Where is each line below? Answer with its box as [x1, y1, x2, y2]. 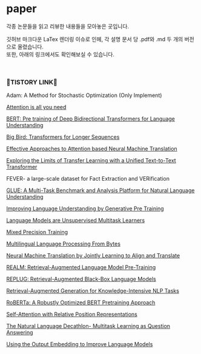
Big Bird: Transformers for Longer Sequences [6, 133, 120, 141]
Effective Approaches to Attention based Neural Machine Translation [6, 145, 177, 153]
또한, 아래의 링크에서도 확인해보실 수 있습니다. [6, 50, 115, 58]
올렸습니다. [17, 43, 44, 50]
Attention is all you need [6, 104, 67, 111]
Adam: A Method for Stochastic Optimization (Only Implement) [6, 92, 162, 99]
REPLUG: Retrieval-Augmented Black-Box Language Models [6, 275, 156, 283]
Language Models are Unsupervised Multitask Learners [6, 217, 145, 224]
